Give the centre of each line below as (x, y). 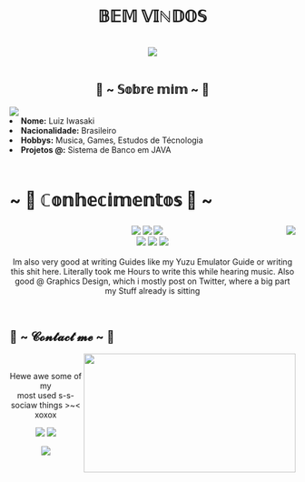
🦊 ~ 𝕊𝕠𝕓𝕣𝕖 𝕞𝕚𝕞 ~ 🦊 (152, 90)
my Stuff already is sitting (152, 290)
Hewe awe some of (45, 377)
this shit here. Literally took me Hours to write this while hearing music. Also (152, 271)
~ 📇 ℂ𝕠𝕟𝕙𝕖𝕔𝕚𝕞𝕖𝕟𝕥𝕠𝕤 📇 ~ (111, 200)
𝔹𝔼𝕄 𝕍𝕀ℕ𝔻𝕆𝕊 (152, 17)
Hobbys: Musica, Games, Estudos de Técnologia (113, 140)
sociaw (24, 406)
